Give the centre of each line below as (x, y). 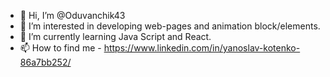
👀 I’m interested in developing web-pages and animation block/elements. (170, 26)
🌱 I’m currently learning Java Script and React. (115, 36)
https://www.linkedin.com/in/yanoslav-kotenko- (202, 48)
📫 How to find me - (60, 48)
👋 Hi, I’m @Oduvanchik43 (72, 15)
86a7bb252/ (45, 62)
